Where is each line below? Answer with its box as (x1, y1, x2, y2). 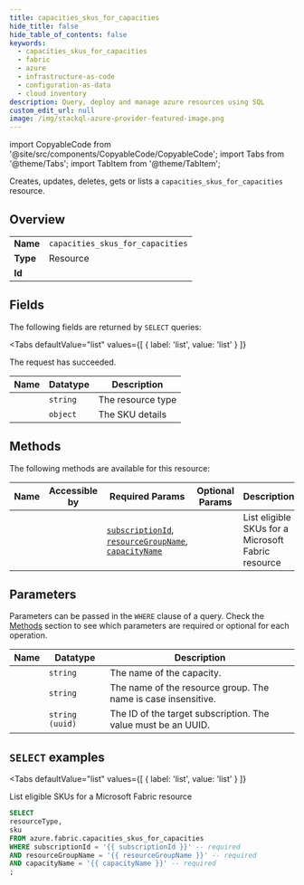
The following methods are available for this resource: (9, 462, 211, 473)
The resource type (98, 393, 177, 405)
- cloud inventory (17, 89, 88, 98)
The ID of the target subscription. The (109, 708, 270, 720)
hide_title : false (9, 22, 79, 31)
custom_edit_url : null (9, 106, 95, 115)
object (48, 409, 77, 419)
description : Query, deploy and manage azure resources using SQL (9, 97, 265, 107)
